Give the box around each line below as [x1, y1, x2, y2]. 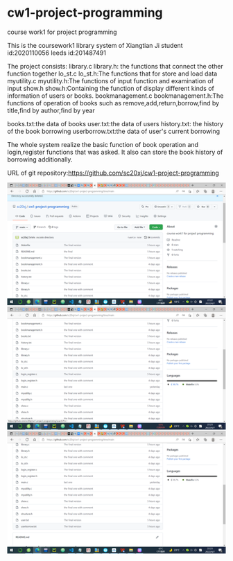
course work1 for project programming [7, 28, 117, 36]
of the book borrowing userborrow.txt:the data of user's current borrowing [7, 127, 221, 135]
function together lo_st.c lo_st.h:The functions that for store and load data [7, 69, 218, 78]
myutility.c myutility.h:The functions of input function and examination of [7, 76, 214, 85]
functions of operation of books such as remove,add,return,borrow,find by [7, 98, 220, 107]
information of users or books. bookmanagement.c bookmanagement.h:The [7, 92, 224, 100]
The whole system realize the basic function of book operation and [7, 140, 199, 148]
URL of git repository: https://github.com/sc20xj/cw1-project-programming [7, 169, 220, 177]
